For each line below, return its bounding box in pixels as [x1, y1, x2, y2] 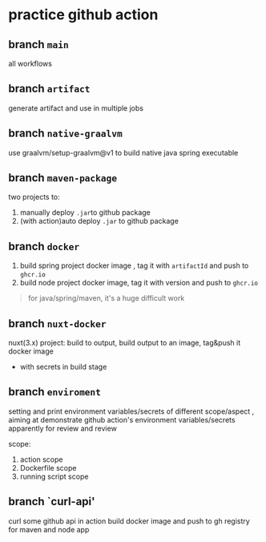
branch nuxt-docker [8, 317, 107, 330]
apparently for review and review [8, 423, 118, 433]
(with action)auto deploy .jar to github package [19, 216, 179, 226]
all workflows [8, 59, 52, 68]
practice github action [8, 6, 159, 24]
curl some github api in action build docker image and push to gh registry [8, 516, 250, 526]
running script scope [19, 471, 89, 481]
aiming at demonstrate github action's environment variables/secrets [8, 415, 236, 424]
